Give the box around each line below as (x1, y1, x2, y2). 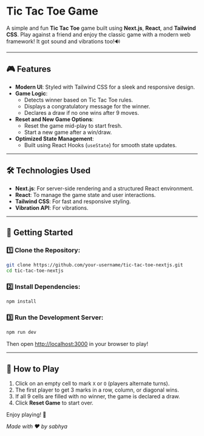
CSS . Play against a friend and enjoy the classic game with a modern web (6, 30, 191, 38)
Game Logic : (15, 89, 48, 97)
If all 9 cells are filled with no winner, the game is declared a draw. (15, 393, 180, 400)
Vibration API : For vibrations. (15, 204, 89, 211)
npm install (6, 299, 36, 305)
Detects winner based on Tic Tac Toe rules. (24, 96, 134, 103)
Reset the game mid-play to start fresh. (24, 122, 123, 129)
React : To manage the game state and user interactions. (15, 191, 156, 198)
